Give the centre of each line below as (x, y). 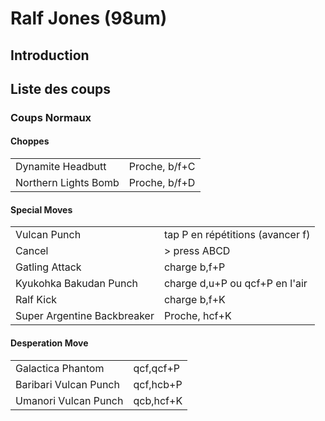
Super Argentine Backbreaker (85, 316)
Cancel (32, 251)
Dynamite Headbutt (61, 167)
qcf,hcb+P (158, 384)
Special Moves (41, 209)
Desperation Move (49, 343)
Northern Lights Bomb (67, 183)
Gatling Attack (48, 267)
